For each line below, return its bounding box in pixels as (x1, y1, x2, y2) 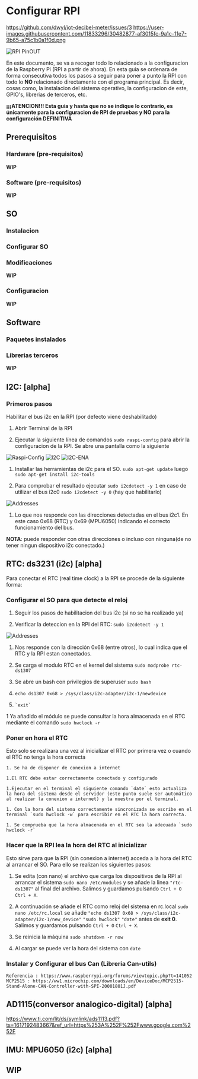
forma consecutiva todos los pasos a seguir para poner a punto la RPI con (6, 72, 187, 79)
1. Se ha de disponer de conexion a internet (6, 765, 120, 771)
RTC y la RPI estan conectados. (14, 650, 92, 657)
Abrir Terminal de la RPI (14, 425, 73, 432)
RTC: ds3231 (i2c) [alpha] (6, 559, 103, 569)
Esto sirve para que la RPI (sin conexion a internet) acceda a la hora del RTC (6, 854, 192, 861)
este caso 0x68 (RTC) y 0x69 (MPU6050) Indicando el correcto (14, 518, 171, 525)
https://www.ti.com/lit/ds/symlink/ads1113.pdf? (6, 1015, 120, 1022)
